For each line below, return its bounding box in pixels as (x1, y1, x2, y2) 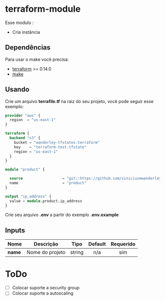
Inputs (5, 226, 26, 234)
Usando (5, 85, 29, 94)
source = (9, 176, 65, 181)
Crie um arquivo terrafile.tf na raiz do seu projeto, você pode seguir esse (5, 98, 154, 104)
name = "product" (9, 180, 87, 186)
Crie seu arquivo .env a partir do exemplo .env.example (5, 212, 119, 218)
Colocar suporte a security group (12, 285, 80, 291)
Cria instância (12, 29, 40, 35)
